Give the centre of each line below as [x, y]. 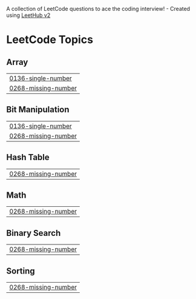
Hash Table [28, 157]
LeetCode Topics [50, 40]
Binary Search [34, 233]
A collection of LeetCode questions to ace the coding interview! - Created [98, 9]
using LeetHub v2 [28, 15]
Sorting [21, 271]
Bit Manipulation [38, 109]
